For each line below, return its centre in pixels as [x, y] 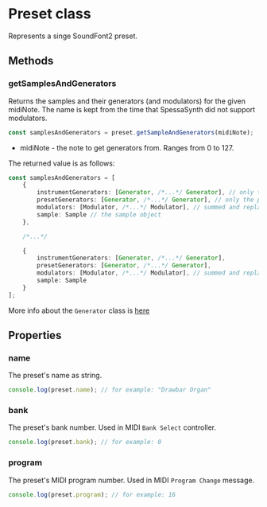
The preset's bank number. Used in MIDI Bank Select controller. [112, 427]
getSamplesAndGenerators [62, 84]
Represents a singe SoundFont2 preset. [73, 36]
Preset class [50, 14]
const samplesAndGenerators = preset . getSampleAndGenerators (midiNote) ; [131, 132]
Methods [31, 61]
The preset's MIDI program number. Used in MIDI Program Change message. [132, 480]
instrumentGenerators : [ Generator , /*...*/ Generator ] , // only [145, 193]
